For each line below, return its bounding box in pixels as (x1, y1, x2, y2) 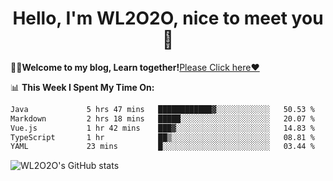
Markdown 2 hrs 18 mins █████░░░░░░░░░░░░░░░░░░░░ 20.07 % (10, 113, 315, 124)
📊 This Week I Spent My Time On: (10, 81, 155, 93)
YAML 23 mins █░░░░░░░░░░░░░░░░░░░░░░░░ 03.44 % (10, 142, 315, 152)
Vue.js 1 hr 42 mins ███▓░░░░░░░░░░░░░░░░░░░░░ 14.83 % (10, 123, 315, 133)
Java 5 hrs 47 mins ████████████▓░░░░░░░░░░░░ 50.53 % (10, 104, 315, 114)
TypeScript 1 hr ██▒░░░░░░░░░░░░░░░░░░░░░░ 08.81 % (10, 132, 315, 142)
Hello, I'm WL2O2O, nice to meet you (12, 7, 324, 30)
